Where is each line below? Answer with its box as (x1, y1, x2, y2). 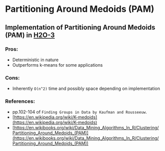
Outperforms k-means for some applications (12, 62, 103, 68)
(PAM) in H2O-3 (5, 31, 55, 39)
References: (5, 98, 36, 105)
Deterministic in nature (12, 57, 59, 63)
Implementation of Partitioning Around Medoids (5, 23, 156, 32)
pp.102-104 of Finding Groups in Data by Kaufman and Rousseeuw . (12, 109, 147, 115)
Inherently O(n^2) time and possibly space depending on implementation (12, 85, 161, 92)
